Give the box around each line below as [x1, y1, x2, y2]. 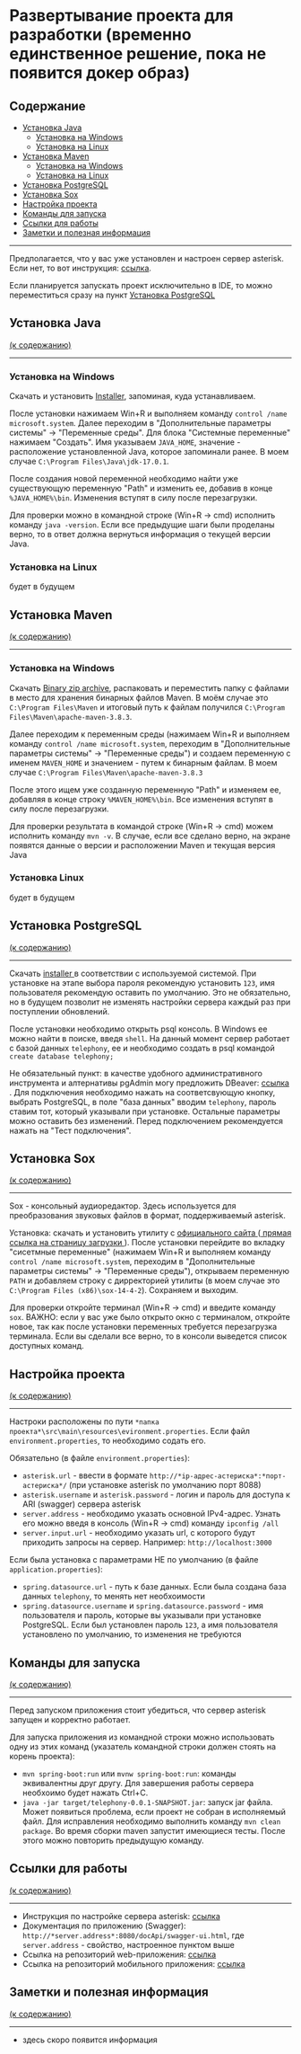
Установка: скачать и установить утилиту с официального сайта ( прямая [9, 1227, 292, 1238]
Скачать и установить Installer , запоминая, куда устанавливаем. [9, 391, 256, 402]
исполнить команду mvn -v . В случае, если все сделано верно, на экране [9, 830, 291, 841]
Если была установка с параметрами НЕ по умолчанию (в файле [9, 1554, 259, 1565]
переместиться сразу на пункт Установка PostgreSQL [9, 289, 216, 300]
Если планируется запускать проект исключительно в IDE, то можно [9, 280, 273, 290]
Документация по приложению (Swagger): [21, 1920, 186, 1931]
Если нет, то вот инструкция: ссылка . [9, 262, 152, 273]
